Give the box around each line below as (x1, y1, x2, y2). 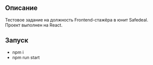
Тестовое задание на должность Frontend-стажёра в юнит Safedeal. (5, 17, 149, 22)
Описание (5, 4, 38, 12)
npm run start (12, 54, 40, 60)
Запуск (5, 36, 28, 44)
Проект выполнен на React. (5, 22, 63, 28)
